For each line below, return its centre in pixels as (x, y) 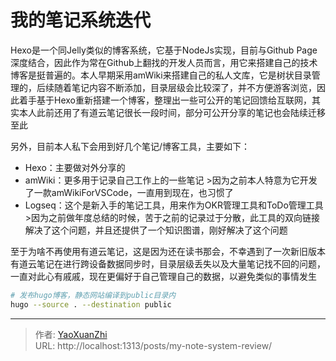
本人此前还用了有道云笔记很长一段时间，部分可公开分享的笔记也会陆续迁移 (172, 112)
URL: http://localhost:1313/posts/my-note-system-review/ (153, 345)
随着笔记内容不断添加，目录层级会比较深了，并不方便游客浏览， (185, 87)
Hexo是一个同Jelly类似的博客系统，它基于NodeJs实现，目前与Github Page (164, 50)
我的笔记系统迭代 (81, 20)
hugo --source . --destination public (91, 304)
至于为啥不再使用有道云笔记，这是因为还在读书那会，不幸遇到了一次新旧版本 (168, 251)
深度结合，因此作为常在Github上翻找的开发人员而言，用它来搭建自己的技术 (164, 62)
